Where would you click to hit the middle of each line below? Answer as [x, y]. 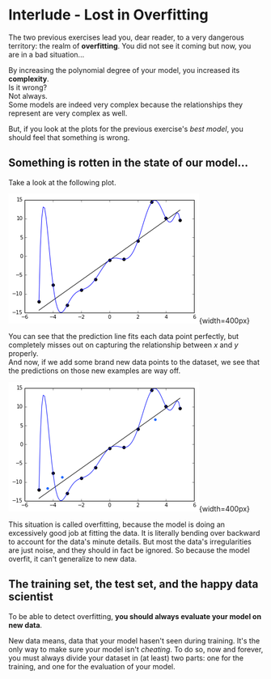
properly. [23, 353]
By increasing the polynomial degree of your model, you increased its [124, 70]
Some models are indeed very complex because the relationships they [126, 104]
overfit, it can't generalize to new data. [73, 558]
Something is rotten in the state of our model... [128, 163]
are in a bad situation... [47, 54]
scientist [31, 597]
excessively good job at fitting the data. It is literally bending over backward [134, 533]
